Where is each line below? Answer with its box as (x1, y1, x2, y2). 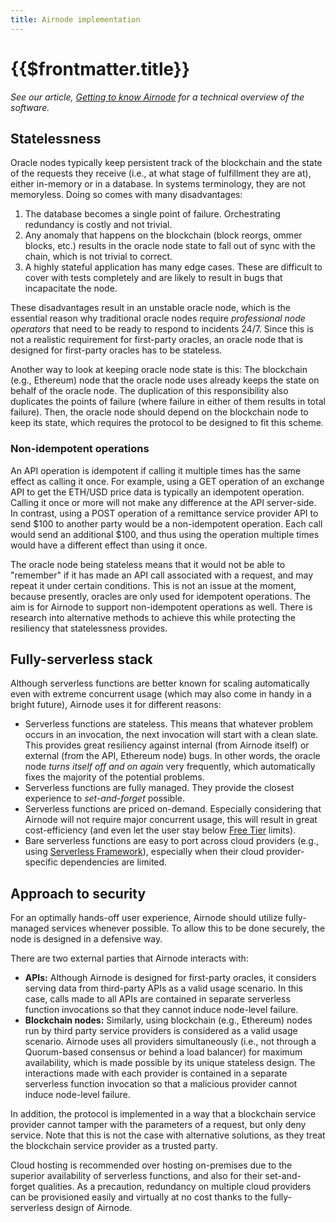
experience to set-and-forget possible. (24, 792, 185, 805)
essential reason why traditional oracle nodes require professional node (10, 312, 306, 325)
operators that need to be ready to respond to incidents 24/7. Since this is (10, 323, 314, 335)
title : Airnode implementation (10, 14, 141, 25)
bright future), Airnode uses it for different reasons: (10, 699, 222, 711)
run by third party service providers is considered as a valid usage (24, 1025, 298, 1037)
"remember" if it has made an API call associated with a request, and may (10, 569, 314, 581)
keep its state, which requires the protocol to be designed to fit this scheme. (10, 417, 324, 429)
